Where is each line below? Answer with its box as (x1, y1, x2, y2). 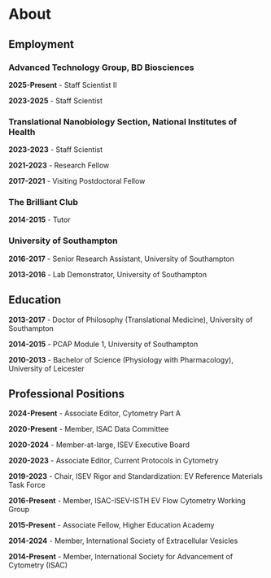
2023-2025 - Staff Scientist (8, 95, 103, 106)
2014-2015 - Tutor (8, 215, 71, 224)
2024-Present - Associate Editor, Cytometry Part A (8, 408, 181, 419)
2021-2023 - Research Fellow (8, 160, 110, 171)
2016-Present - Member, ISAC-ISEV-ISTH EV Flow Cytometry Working (8, 496, 246, 506)
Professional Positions (8, 387, 125, 401)
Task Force (8, 480, 46, 490)
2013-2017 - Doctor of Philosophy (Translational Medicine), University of (8, 315, 253, 324)
